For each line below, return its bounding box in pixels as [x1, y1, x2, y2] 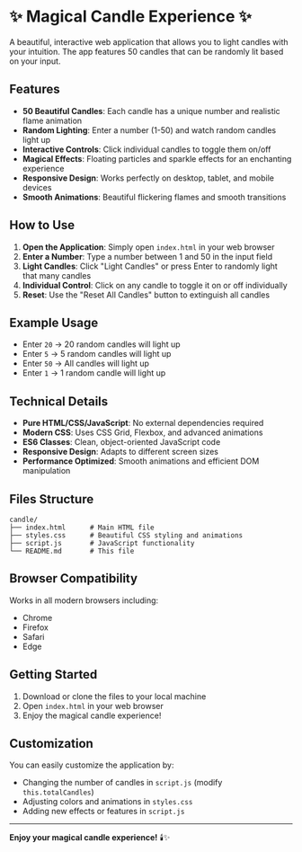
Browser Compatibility [9, 571, 138, 586]
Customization [9, 736, 94, 751]
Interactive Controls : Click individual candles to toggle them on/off [22, 144, 271, 155]
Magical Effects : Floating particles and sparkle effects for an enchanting [22, 153, 292, 164]
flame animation [22, 115, 83, 126]
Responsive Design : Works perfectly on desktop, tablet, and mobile [22, 173, 274, 183]
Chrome [22, 612, 53, 623]
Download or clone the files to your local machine [22, 690, 207, 702]
